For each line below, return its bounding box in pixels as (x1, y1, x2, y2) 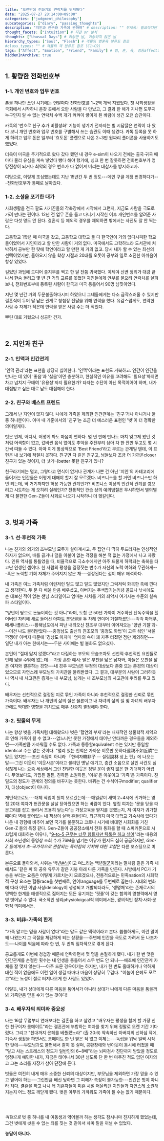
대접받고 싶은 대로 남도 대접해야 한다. (5, 386, 76, 392)
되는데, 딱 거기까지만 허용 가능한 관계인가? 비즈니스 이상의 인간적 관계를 (10, 481, 146, 487)
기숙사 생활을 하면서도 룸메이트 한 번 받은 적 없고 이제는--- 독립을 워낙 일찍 (5, 1035, 146, 1042)
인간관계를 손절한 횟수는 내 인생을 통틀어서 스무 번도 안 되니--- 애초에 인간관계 (5, 957, 153, 963)
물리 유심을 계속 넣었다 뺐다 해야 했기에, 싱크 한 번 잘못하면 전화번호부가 (14, 157, 151, 163)
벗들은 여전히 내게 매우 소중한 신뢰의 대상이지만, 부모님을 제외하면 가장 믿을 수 (5, 1071, 154, 1076)
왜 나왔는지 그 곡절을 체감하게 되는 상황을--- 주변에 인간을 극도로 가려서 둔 (5, 935, 145, 940)
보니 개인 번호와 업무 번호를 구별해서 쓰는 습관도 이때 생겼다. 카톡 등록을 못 (10, 129, 152, 134)
